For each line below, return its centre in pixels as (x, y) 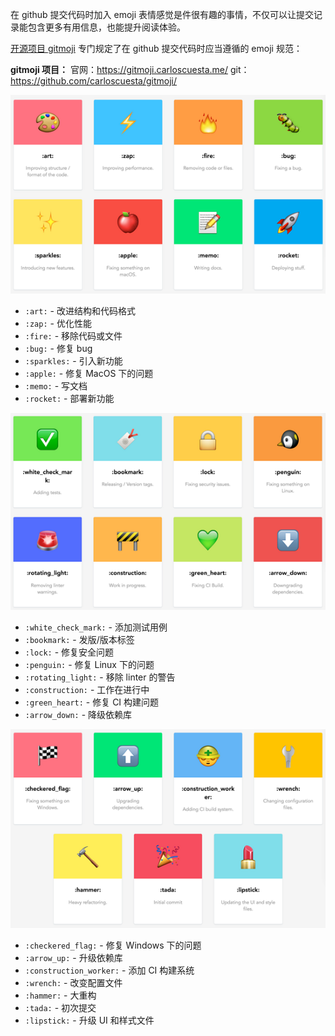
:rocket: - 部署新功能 (69, 398)
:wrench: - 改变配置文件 (73, 983)
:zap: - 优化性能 (58, 323)
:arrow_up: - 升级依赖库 (73, 958)
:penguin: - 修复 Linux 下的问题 (89, 665)
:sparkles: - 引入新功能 (73, 360)
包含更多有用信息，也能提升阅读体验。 (106, 27)
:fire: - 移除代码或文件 (73, 335)
